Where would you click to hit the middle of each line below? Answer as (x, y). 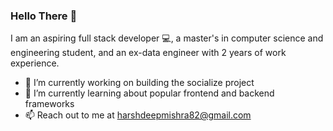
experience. (35, 63)
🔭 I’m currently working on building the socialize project (139, 83)
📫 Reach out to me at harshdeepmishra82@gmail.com (138, 115)
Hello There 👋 (44, 16)
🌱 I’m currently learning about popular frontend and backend (149, 93)
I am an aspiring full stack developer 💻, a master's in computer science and (167, 38)
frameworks (49, 104)
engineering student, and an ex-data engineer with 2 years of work (148, 53)
